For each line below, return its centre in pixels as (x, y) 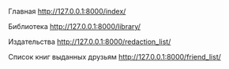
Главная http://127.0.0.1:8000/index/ (67, 11)
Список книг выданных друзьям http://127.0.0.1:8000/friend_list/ (114, 57)
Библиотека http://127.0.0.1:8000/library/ (74, 26)
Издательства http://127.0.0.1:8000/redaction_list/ (90, 42)
